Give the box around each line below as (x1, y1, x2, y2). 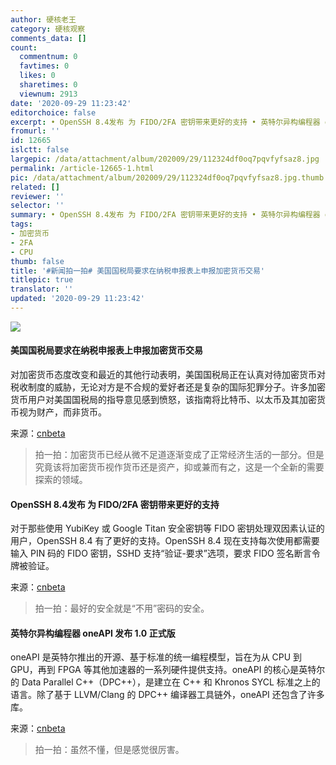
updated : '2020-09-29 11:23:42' (10, 294, 145, 304)
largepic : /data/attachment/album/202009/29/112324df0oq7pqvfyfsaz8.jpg (10, 154, 320, 164)
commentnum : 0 (19, 52, 78, 62)
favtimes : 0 (19, 61, 70, 71)
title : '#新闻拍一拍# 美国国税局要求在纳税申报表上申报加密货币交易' (10, 266, 265, 276)
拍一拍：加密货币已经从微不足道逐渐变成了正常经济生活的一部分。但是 (34, 449, 325, 461)
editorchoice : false (10, 107, 97, 118)
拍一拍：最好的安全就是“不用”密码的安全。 (34, 602, 210, 615)
